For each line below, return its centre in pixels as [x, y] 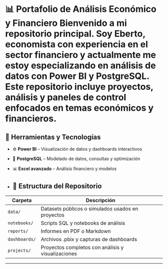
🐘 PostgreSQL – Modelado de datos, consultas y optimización [76, 159]
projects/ [19, 250]
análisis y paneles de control [66, 98]
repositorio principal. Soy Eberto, [75, 34]
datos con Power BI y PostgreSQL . [77, 76]
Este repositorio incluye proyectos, [79, 87]
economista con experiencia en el [77, 44]
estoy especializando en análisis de [80, 66]
